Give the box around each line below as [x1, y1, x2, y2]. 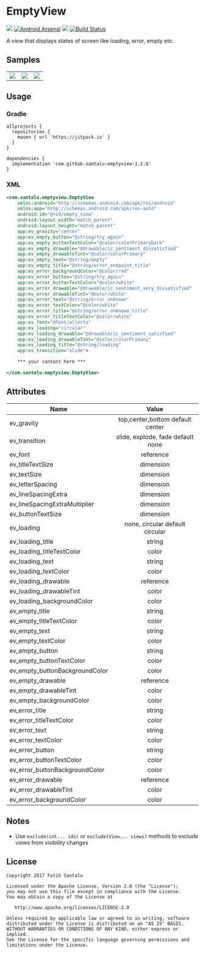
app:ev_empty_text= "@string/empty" [17, 257, 108, 263]
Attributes [6, 387, 46, 397]
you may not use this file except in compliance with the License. [6, 889, 182, 895]
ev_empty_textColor [9, 637, 66, 645]
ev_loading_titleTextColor [9, 547, 81, 555]
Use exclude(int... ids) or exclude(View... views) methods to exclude [15, 832, 198, 839]
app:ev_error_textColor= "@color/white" [17, 302, 119, 309]
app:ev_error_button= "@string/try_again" [17, 274, 124, 280]
